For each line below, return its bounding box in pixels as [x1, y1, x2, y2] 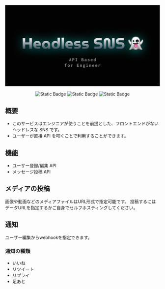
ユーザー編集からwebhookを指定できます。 [5, 234, 92, 240]
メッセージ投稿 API [12, 169, 51, 174]
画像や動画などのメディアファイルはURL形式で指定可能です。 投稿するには [5, 199, 156, 204]
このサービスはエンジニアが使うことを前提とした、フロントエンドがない [12, 120, 159, 127]
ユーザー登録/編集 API [12, 162, 56, 169]
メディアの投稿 [5, 184, 50, 193]
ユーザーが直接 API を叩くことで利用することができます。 [12, 133, 129, 139]
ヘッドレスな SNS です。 [12, 127, 62, 133]
